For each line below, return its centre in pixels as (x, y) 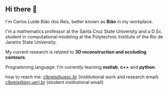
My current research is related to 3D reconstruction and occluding (76, 52)
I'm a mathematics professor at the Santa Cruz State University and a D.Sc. (84, 31)
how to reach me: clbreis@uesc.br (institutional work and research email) (82, 77)
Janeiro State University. (31, 42)
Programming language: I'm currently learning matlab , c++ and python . (81, 67)
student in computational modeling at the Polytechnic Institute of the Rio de (84, 36)
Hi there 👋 (21, 9)
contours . (16, 57)
